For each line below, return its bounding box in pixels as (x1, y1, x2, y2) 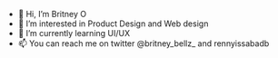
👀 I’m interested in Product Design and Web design (17, 18, 209, 29)
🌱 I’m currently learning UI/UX (17, 28, 131, 38)
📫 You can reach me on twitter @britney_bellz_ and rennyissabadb (17, 38, 270, 49)
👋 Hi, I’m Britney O (17, 9, 87, 19)
